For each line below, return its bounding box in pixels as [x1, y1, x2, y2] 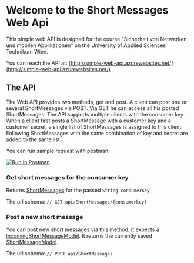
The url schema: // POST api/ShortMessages [6, 250, 113, 257]
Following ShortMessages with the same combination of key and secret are [6, 129, 189, 137]
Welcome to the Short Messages [6, 4, 169, 17]
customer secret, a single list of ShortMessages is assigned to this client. [6, 123, 183, 130]
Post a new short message [6, 212, 83, 221]
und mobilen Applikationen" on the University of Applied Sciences [6, 42, 166, 49]
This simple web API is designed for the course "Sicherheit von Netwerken [6, 35, 187, 42]
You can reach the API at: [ [6, 59, 71, 66]
